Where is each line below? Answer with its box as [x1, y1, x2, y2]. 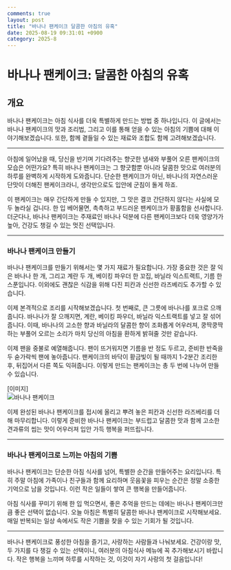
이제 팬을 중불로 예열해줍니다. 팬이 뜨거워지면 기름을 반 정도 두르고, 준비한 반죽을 [7, 344, 223, 352]
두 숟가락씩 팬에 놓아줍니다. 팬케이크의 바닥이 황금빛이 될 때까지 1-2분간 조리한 [7, 352, 218, 361]
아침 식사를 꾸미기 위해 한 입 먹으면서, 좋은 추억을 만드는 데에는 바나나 [7, 499, 194, 507]
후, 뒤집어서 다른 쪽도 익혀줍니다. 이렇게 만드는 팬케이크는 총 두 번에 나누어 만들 [7, 361, 220, 370]
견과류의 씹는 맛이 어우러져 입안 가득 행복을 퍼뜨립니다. [7, 425, 154, 434]
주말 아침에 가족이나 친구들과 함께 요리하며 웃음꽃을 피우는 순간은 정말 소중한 [14, 476, 220, 484]
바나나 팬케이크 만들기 [7, 246, 76, 256]
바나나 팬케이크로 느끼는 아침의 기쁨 [7, 450, 118, 460]
